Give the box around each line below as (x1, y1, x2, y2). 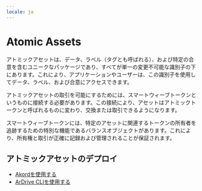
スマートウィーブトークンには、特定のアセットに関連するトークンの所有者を (6, 119, 197, 126)
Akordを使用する (15, 170, 57, 178)
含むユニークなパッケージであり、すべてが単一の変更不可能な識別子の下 (16, 63, 197, 70)
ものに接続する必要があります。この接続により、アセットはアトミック (16, 99, 191, 106)
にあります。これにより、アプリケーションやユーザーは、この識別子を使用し (6, 71, 197, 78)
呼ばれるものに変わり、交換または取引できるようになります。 (27, 106, 180, 114)
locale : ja (6, 8, 34, 15)
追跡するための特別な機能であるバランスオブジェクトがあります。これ (6, 126, 181, 134)
